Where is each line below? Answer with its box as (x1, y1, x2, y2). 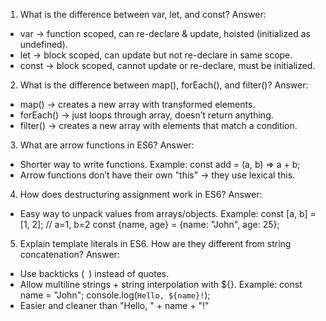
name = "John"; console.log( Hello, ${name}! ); (19, 289, 211, 301)
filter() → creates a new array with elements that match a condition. (19, 120, 298, 131)
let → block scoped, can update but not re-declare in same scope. (19, 49, 293, 61)
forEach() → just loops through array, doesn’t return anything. (19, 109, 274, 121)
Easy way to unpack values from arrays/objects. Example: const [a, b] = (19, 208, 317, 219)
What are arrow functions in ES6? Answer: (19, 139, 195, 151)
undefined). (19, 39, 68, 50)
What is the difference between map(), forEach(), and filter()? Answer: (19, 79, 309, 91)
